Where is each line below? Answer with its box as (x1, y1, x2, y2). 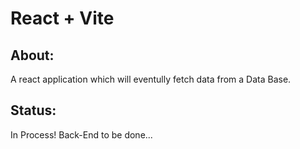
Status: (10, 102, 57, 119)
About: (10, 47, 55, 64)
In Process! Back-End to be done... (10, 128, 153, 141)
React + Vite (10, 7, 115, 30)
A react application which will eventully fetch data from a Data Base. (10, 73, 292, 85)
